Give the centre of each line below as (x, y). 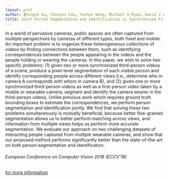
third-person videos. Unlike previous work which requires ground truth (78, 97)
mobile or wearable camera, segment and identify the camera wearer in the (83, 92)
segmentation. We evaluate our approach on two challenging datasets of (80, 129)
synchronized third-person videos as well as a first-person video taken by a (83, 87)
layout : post (19, 10)
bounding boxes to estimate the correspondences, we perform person (78, 103)
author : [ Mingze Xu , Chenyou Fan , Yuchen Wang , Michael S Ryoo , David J (83, 15)
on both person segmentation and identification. (55, 145)
